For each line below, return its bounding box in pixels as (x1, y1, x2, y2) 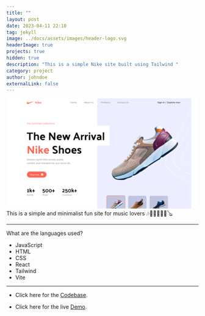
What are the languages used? (6, 229, 84, 237)
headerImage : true (6, 42, 53, 48)
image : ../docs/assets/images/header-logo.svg (6, 35, 127, 42)
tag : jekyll (6, 29, 37, 35)
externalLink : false (6, 81, 59, 87)
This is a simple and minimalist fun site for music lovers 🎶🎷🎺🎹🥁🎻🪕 (6, 209, 173, 217)
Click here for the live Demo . (15, 303, 87, 311)
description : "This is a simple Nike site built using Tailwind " (6, 61, 179, 67)
